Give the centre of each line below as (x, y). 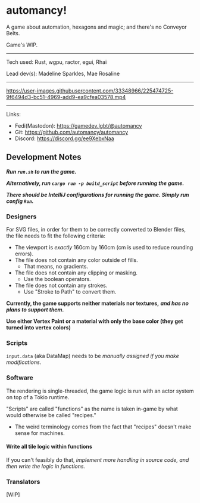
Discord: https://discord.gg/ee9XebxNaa (64, 138)
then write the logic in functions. (46, 466)
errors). (24, 254)
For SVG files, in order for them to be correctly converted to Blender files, (96, 230)
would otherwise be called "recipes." (51, 415)
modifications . (24, 362)
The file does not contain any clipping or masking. (76, 273)
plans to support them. (35, 310)
